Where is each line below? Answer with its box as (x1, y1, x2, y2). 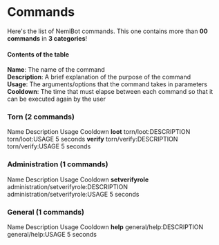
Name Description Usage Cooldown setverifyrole (7, 175, 149, 184)
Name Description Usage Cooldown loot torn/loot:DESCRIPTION (7, 128, 191, 136)
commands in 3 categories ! (7, 34, 88, 42)
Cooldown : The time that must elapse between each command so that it (7, 88, 213, 96)
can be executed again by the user (7, 95, 106, 104)
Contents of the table (7, 50, 70, 59)
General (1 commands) (7, 207, 85, 217)
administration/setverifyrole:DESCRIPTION (7, 182, 128, 190)
